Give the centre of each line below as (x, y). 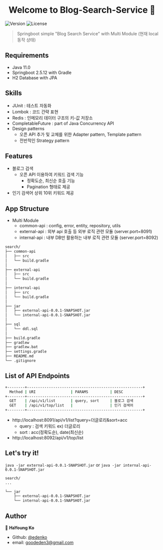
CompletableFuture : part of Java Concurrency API (63, 123)
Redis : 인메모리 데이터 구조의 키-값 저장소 (52, 118)
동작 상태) (26, 40)
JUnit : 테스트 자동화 (32, 105)
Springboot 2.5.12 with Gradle (42, 72)
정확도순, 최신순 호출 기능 (51, 181)
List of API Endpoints (37, 376)
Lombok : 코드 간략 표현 (35, 112)
